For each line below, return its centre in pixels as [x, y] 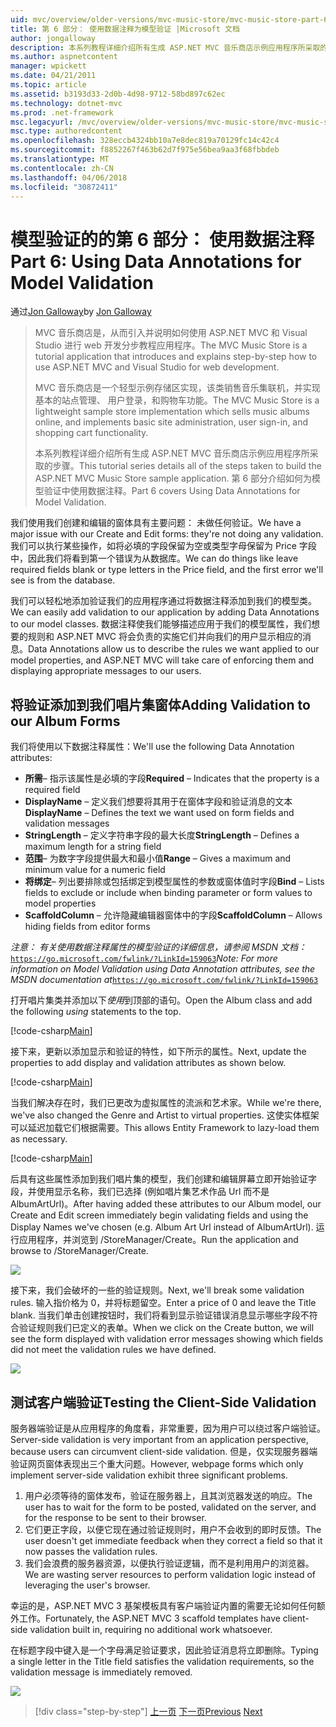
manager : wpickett [48, 66]
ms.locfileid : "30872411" [64, 187]
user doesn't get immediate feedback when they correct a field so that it [173, 1540]
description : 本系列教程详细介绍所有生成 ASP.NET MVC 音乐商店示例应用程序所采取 [165, 47]
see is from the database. [63, 580]
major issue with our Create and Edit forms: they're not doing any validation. [167, 534]
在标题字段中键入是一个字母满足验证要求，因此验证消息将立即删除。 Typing [164, 1650]
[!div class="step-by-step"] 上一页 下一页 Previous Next [148, 1711]
